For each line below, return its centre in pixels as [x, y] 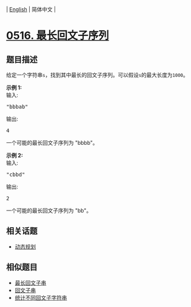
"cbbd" [16, 174]
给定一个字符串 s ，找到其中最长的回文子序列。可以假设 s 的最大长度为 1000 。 [97, 75]
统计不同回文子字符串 [41, 297]
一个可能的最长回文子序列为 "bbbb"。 [52, 143]
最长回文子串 [30, 283]
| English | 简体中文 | [31, 9]
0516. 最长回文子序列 [58, 36]
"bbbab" [17, 107]
